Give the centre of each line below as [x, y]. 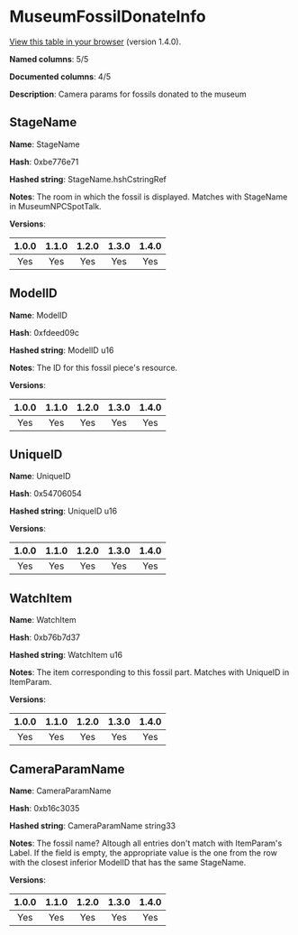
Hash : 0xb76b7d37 [45, 637]
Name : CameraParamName [60, 791]
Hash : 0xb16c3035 [45, 808]
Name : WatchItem [43, 620]
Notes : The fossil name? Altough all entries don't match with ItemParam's [146, 843]
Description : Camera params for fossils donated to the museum [128, 94]
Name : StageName [45, 144]
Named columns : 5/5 [49, 59]
